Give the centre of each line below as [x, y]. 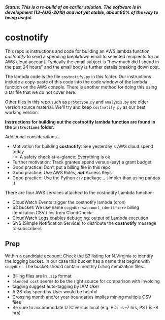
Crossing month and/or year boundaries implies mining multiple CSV [82, 297]
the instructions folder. [30, 127]
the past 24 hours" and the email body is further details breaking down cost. [82, 67]
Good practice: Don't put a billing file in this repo [61, 167]
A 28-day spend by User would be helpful [55, 291]
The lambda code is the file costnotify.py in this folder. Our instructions [78, 77]
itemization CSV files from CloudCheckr [53, 212]
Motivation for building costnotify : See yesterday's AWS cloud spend [83, 146]
